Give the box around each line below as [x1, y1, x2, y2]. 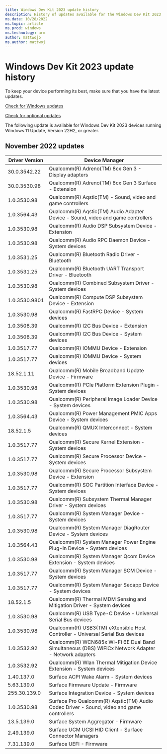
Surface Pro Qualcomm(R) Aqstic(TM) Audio [49, 697, 153, 704]
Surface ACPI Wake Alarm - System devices [49, 673, 153, 680]
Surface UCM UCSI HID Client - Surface [49, 726, 143, 733]
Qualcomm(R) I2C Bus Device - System [49, 330, 142, 337]
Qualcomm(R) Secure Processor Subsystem [49, 467, 152, 474]
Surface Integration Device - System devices [49, 689, 155, 696]
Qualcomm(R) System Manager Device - [49, 510, 145, 517]
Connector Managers [49, 732, 98, 739]
